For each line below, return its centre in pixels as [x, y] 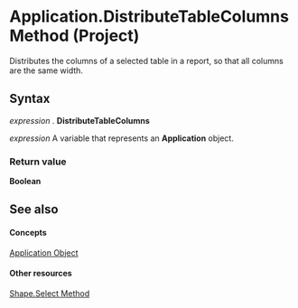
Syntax [30, 99]
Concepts [28, 233]
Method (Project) [74, 36]
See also [34, 210]
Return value [38, 162]
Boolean [25, 182]
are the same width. [47, 70]
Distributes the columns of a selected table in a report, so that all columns [147, 61]
